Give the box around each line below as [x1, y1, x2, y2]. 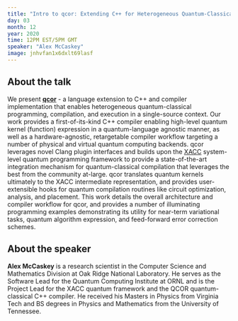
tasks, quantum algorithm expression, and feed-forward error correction [7, 215, 218, 223]
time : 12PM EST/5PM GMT [7, 37, 78, 44]
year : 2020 [7, 30, 40, 37]
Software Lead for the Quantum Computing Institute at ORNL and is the [7, 276, 215, 285]
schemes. [7, 222, 36, 230]
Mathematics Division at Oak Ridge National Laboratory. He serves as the [7, 269, 221, 278]
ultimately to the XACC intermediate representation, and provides [7, 177, 198, 186]
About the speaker [7, 243, 91, 255]
